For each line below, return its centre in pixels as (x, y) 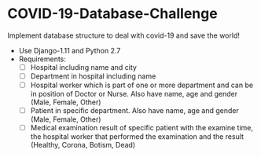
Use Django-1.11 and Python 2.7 (70, 50)
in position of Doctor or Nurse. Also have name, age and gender (134, 94)
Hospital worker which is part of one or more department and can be (142, 85)
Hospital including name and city (83, 67)
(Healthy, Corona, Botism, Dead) (83, 145)
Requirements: (42, 59)
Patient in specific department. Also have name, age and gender (134, 111)
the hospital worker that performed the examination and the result (137, 137)
